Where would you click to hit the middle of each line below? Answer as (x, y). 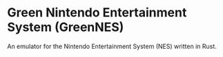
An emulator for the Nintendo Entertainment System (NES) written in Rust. (112, 46)
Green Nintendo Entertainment (97, 13)
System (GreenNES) (66, 27)
